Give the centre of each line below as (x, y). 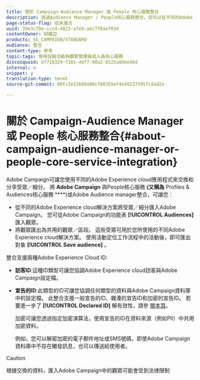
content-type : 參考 (30, 51)
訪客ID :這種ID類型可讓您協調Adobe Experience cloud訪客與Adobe (96, 270)
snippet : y (20, 73)
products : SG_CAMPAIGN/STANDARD (46, 40)
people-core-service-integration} (92, 162)
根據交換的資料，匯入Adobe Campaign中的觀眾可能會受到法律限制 (88, 370)
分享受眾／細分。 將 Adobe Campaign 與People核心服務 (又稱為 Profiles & (98, 187)
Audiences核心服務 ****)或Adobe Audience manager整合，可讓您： (90, 194)
